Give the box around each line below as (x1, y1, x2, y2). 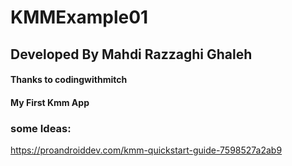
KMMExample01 (10, 6, 149, 29)
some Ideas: (10, 121, 72, 135)
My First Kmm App (10, 96, 90, 108)
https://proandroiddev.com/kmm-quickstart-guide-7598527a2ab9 (10, 144, 283, 156)
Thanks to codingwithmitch (10, 74, 128, 86)
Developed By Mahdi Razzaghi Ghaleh (10, 46, 253, 63)
